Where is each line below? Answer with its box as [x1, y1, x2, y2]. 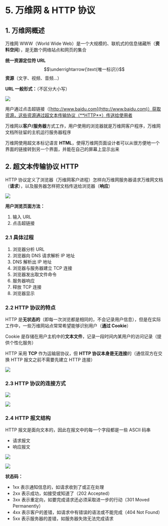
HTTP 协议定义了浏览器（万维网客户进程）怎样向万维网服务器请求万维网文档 [5, 177, 163, 183]
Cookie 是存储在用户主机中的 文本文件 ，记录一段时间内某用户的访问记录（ [5, 333, 157, 340]
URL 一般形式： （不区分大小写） [5, 86, 70, 92]
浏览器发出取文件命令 [12, 271, 57, 277]
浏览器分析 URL [12, 246, 45, 252]
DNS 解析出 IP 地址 [12, 259, 52, 265]
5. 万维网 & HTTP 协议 [5, 5, 96, 16]
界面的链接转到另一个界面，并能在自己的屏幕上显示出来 [5, 146, 119, 152]
